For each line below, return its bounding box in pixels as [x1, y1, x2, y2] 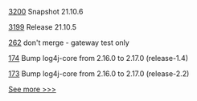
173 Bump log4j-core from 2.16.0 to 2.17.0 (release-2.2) [8, 69, 190, 79]
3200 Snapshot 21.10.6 [8, 7, 84, 16]
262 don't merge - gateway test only [8, 38, 130, 47]
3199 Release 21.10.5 [8, 22, 77, 31]
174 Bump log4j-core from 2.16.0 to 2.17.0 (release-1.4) [8, 54, 189, 63]
